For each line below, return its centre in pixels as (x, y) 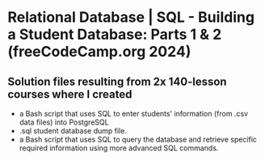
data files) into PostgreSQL (64, 122)
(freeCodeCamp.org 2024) (99, 52)
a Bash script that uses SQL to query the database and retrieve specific (138, 139)
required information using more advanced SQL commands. (119, 148)
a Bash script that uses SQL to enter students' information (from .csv (133, 114)
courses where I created (70, 94)
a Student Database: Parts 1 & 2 (115, 34)
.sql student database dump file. (73, 131)
